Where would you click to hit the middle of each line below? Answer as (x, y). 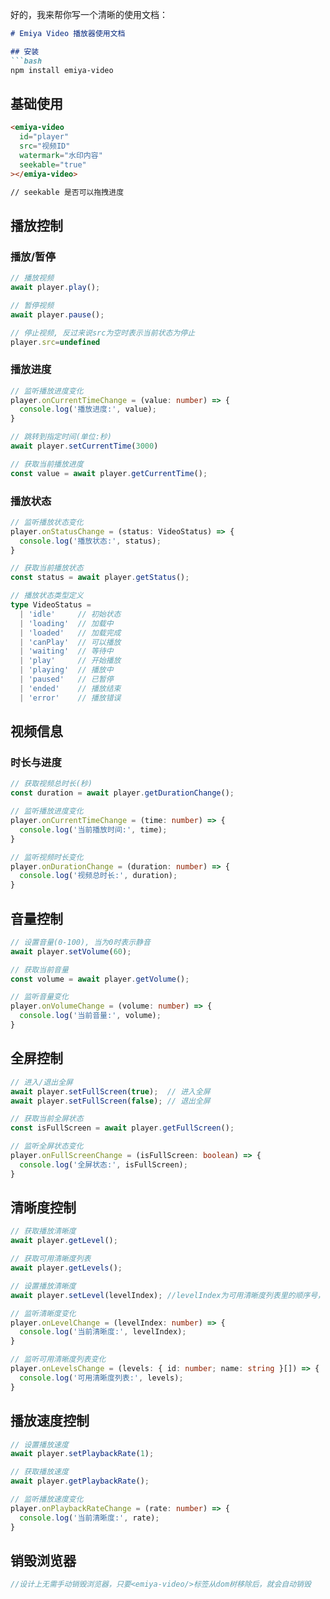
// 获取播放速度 (39, 1472)
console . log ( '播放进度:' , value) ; (88, 409)
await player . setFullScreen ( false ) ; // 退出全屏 (110, 1101)
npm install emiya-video (62, 70)
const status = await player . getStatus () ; (100, 578)
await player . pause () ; (57, 314)
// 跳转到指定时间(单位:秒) (61, 437)
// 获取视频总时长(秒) (51, 784)
